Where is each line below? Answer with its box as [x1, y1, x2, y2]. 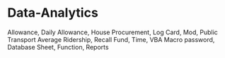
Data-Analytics [7, 5, 99, 21]
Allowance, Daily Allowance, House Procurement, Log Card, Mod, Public [7, 28, 218, 36]
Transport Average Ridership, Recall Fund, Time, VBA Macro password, [7, 35, 215, 43]
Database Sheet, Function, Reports [7, 43, 109, 51]
